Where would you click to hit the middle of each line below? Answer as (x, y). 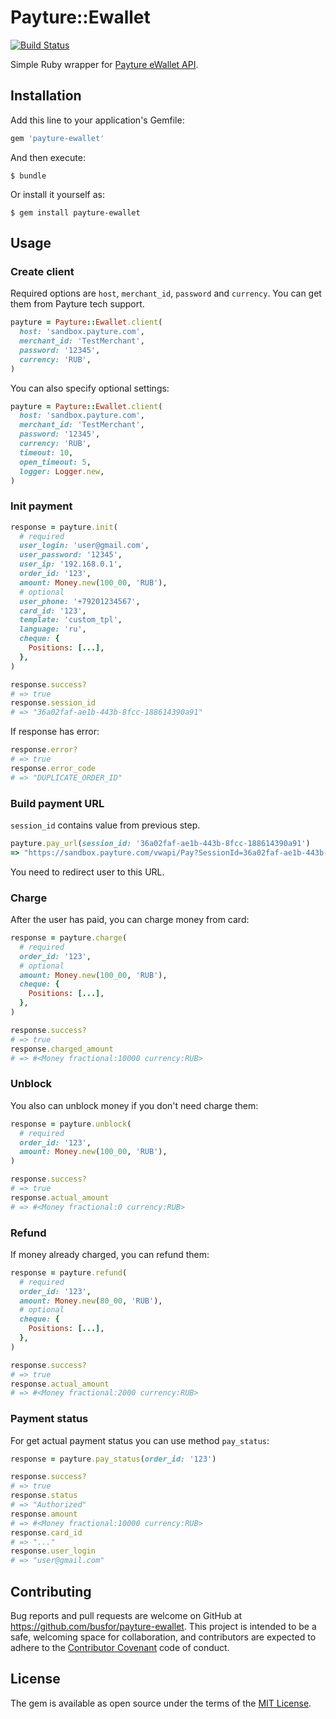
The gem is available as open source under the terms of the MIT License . (161, 1703)
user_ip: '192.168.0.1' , (71, 564)
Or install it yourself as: (57, 194)
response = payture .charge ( (69, 938)
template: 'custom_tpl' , (71, 620)
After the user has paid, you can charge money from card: (130, 920)
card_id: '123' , (53, 611)
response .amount (44, 1514)
